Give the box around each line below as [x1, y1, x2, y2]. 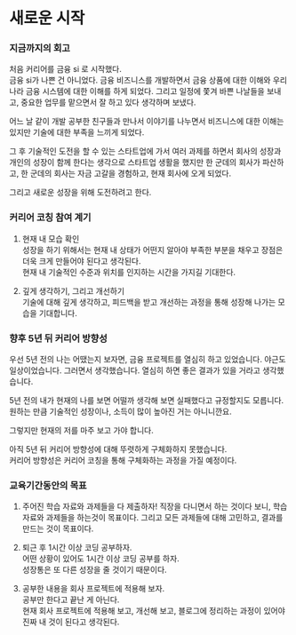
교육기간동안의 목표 [9, 480, 87, 491]
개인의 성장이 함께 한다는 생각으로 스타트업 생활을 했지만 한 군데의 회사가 [9, 157, 260, 168]
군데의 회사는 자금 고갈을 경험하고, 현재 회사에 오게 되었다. [29, 168, 232, 179]
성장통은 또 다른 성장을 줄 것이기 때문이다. [21, 565, 167, 575]
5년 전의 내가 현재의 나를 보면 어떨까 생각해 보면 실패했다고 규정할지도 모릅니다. [9, 395, 284, 406]
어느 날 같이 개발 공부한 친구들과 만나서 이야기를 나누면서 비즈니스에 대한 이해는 [9, 116, 284, 127]
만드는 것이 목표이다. [21, 523, 94, 534]
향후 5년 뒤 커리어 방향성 [9, 332, 108, 345]
